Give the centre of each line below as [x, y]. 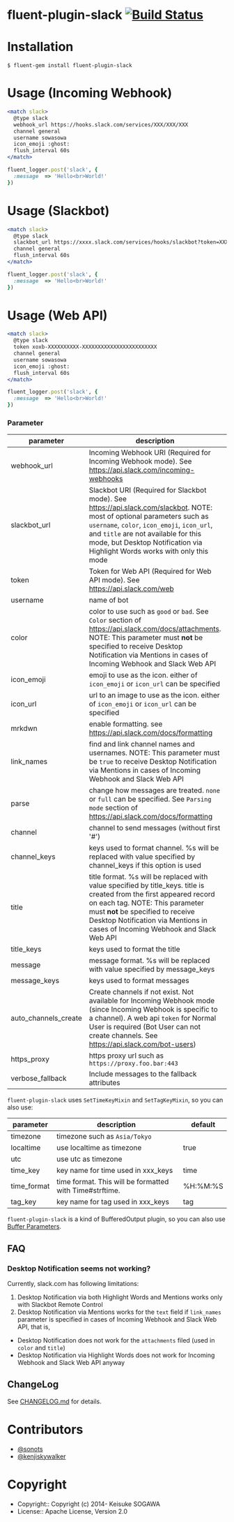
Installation [40, 47]
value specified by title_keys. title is [147, 885]
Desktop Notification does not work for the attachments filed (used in [116, 1340]
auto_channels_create [46, 1018]
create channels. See [123, 1035]
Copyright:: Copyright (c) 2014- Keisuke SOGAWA [89, 1504]
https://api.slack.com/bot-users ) [142, 1044]
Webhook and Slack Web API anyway [71, 1363]
